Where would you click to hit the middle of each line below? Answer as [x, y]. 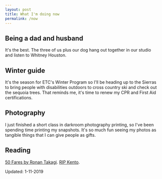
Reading [18, 151]
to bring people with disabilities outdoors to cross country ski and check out [81, 87]
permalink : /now [21, 18]
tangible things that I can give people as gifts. [50, 135]
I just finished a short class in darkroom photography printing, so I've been [80, 125]
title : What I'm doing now [32, 14]
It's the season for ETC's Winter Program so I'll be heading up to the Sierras [81, 82]
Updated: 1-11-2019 [24, 171]
